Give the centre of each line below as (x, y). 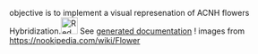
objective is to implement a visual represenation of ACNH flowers (129, 13)
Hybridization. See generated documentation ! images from (127, 31)
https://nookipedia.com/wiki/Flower (75, 40)
